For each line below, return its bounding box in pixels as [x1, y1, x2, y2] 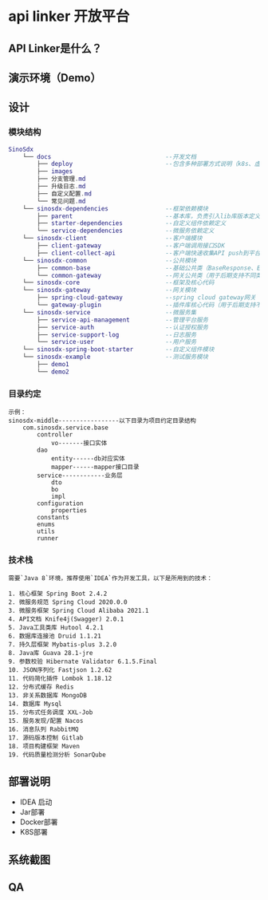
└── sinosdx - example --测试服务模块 [22, 353, 209, 361]
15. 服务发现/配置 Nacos [8, 717, 84, 725]
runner [37, 535, 59, 543]
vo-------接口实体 [50, 440, 108, 448]
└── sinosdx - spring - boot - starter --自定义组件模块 [22, 345, 215, 353]
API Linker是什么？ [8, 41, 102, 55]
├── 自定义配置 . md [37, 189, 92, 198]
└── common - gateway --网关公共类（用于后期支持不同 [37, 271, 256, 279]
